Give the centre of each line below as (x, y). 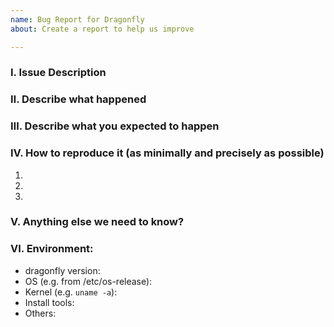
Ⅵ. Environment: (52, 249)
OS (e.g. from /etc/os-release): (88, 281)
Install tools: (49, 302)
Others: (40, 313)
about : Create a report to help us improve (102, 29)
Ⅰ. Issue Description (58, 73)
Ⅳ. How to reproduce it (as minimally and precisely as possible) (167, 153)
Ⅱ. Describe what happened (78, 99)
